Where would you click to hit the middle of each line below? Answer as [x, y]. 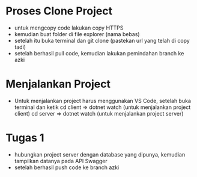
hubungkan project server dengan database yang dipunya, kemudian [100, 154]
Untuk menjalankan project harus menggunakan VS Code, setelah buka [103, 101]
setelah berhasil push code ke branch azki [67, 167]
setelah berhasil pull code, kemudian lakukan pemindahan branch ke [99, 53]
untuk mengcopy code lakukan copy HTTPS [69, 28]
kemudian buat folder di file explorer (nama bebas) [77, 34]
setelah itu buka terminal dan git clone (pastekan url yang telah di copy [102, 40]
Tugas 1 [25, 138]
